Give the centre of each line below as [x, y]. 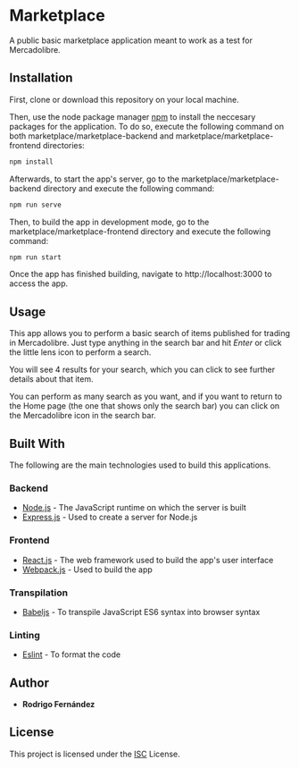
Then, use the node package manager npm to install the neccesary [133, 116]
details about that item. [51, 379]
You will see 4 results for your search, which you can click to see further [142, 370]
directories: [64, 145]
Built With [37, 443]
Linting [25, 635]
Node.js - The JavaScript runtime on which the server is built [134, 508]
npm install [31, 162]
